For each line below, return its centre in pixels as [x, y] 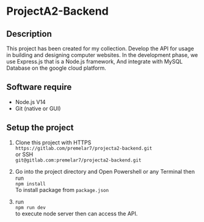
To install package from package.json [62, 190]
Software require [39, 87]
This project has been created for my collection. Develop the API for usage [100, 48]
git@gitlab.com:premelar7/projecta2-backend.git [78, 160]
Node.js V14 [30, 102]
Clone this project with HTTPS [53, 142]
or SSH [24, 154]
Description [29, 34]
